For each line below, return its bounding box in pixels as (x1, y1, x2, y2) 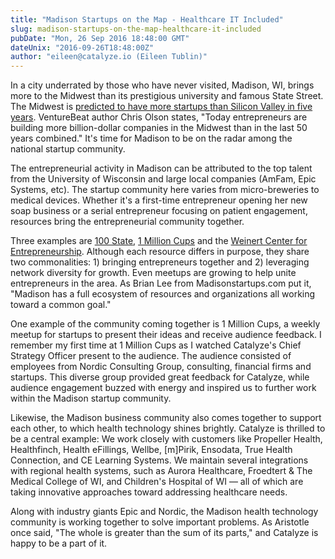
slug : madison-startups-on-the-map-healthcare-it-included (10, 24, 262, 34)
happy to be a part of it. (10, 537, 108, 550)
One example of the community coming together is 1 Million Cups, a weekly (10, 318, 321, 330)
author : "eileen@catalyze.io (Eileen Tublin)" (10, 52, 208, 62)
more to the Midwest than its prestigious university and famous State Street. (10, 90, 324, 102)
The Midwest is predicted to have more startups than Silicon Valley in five (10, 101, 313, 113)
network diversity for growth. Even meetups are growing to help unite (10, 267, 297, 279)
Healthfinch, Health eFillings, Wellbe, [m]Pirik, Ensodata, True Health (10, 444, 293, 456)
